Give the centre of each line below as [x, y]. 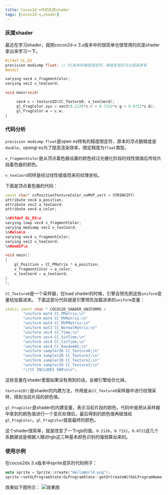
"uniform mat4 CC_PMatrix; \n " [54, 314]
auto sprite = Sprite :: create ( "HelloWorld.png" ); [58, 472]
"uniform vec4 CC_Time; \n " [51, 332]
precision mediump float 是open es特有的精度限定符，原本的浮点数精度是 [81, 141]
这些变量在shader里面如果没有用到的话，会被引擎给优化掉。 [67, 380]
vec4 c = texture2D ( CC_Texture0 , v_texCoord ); [65, 102]
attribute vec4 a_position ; [34, 200]
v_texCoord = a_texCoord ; [41, 274]
